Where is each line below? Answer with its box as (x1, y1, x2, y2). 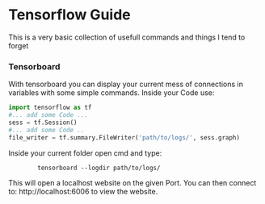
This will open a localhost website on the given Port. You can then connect (8, 177, 257, 187)
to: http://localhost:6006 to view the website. (8, 186, 158, 196)
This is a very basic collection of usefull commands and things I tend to (8, 32, 246, 42)
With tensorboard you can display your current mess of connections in (8, 79, 244, 90)
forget (8, 40, 29, 50)
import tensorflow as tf (8, 103, 92, 112)
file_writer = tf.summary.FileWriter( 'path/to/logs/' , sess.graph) (8, 133, 241, 142)
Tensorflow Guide (8, 6, 131, 24)
